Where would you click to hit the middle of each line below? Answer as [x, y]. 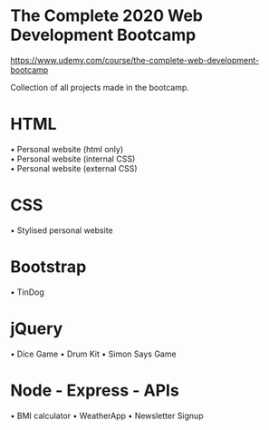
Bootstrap [48, 267]
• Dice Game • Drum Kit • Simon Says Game [93, 354]
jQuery [37, 328]
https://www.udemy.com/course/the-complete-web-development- [135, 60]
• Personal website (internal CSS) [73, 159]
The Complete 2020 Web [106, 16]
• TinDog [27, 292]
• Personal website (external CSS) [74, 168]
